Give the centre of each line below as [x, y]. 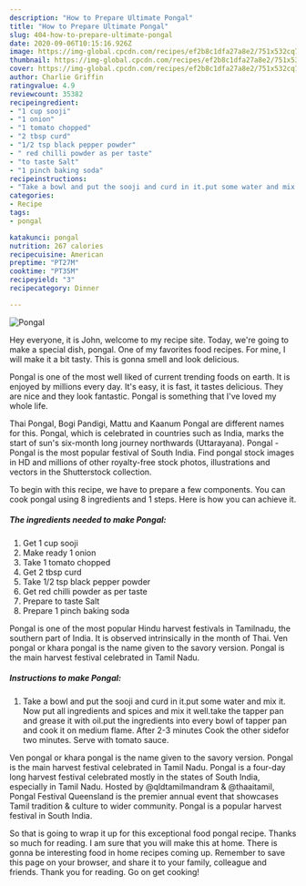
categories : [32, 196]
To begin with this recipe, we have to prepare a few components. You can [148, 489]
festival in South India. [51, 815]
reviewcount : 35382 [46, 94]
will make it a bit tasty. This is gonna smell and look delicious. [124, 359]
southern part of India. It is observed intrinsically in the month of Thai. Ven [149, 637]
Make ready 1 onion [59, 553]
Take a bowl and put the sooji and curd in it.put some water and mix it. [154, 701]
